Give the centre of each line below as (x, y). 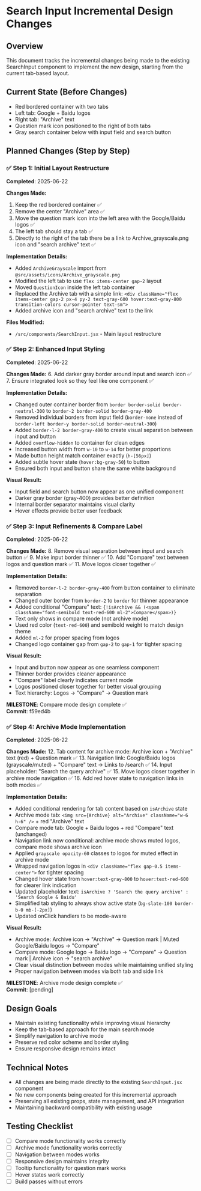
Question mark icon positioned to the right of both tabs (83, 126)
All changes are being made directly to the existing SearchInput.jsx (98, 1082)
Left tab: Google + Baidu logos (53, 113)
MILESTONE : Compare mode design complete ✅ (67, 705)
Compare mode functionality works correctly (70, 1141)
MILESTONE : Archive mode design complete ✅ (64, 983)
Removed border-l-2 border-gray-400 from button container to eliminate (105, 588)
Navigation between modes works (57, 1154)
